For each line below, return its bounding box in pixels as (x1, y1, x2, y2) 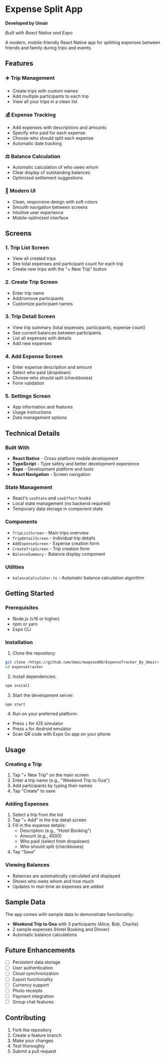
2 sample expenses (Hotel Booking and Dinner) (12, 926, 110, 932)
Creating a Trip (5, 760, 42, 767)
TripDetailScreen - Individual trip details (12, 535, 96, 541)
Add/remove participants (12, 295, 64, 301)
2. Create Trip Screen (5, 278, 58, 285)
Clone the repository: (12, 650, 56, 656)
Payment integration (12, 993, 54, 999)
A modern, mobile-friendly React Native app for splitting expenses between (5, 39, 161, 45)
